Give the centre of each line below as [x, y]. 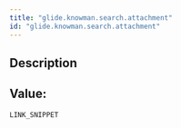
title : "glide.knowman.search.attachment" [91, 18]
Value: [28, 94]
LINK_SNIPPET [34, 114]
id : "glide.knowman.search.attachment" [85, 26]
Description [43, 63]
